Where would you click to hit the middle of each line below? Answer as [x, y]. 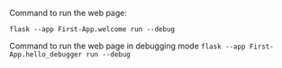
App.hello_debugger [46, 55]
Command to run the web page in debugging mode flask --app [127, 46]
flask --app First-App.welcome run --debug [92, 30]
